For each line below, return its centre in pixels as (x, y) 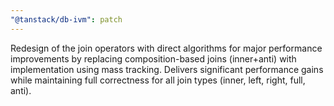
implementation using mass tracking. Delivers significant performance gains (167, 69)
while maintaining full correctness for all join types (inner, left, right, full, (158, 80)
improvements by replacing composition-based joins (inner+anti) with (153, 58)
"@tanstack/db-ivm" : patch (66, 19)
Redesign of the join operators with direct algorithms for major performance (166, 48)
